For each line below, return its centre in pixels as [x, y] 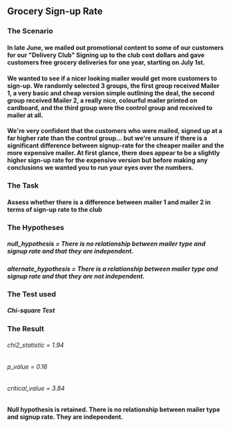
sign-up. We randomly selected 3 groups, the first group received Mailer [113, 85]
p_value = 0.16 [27, 367]
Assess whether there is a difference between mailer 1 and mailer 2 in [109, 202]
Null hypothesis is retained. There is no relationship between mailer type [114, 410]
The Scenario [30, 31]
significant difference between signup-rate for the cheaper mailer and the [116, 145]
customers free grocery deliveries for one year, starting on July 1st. [106, 62]
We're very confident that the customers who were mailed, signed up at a [115, 131]
